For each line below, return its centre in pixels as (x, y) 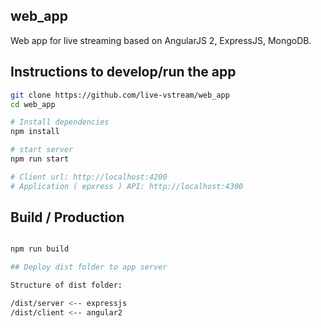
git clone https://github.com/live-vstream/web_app (120, 95)
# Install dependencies (60, 122)
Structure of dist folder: (66, 285)
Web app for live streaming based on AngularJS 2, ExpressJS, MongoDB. (161, 40)
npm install (35, 132)
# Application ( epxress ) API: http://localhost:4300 (127, 186)
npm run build (40, 249)
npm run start (40, 159)
